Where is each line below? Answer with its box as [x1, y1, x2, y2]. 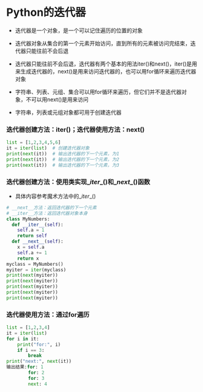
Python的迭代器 [6, 5, 86, 19]
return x [17, 255, 39, 262]
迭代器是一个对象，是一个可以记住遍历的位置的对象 [15, 27, 143, 34]
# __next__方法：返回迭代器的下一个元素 [6, 204, 97, 211]
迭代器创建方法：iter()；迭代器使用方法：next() [6, 125, 145, 133]
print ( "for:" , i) [17, 341, 61, 348]
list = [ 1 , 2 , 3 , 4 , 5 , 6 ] [6, 140, 61, 146]
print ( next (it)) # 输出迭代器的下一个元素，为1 [6, 150, 119, 157]
